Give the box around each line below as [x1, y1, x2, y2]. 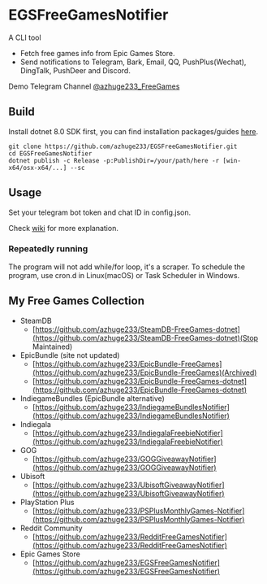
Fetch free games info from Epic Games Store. [19, 48, 176, 58]
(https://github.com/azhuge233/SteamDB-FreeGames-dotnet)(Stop [32, 333, 258, 342]
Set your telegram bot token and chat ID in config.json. [8, 207, 192, 217]
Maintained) [32, 342, 73, 351]
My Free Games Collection [8, 294, 144, 308]
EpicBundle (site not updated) [19, 350, 120, 360]
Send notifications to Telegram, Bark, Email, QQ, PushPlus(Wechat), [19, 57, 247, 67]
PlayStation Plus [19, 497, 75, 507]
